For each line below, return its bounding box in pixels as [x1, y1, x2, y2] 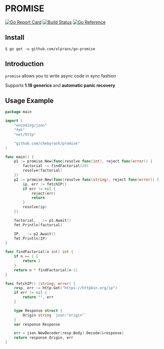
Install [5, 33, 25, 42]
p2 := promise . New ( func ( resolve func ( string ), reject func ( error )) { [14, 177, 160, 182]
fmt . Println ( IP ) [14, 236, 48, 241]
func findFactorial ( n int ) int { [5, 249, 74, 254]
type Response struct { [14, 308, 63, 313]
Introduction [5, 60, 44, 68]
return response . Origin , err [14, 335, 74, 340]
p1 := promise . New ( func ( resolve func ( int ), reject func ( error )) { [14, 159, 153, 164]
